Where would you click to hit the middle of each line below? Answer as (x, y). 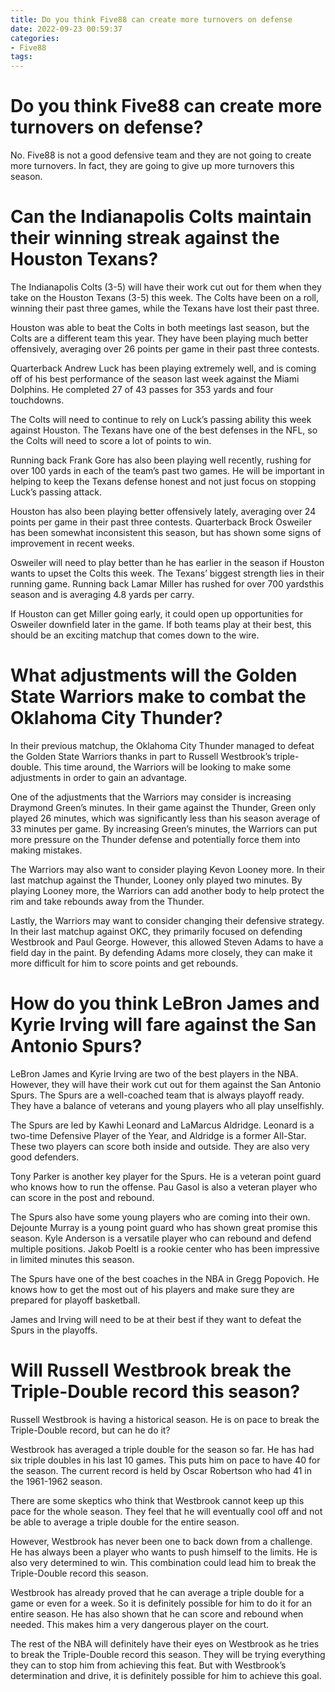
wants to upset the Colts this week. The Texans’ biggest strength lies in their (167, 573)
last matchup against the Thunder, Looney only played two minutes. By (156, 880)
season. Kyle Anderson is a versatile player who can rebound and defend (161, 1238)
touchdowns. (37, 400)
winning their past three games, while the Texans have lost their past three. (165, 308)
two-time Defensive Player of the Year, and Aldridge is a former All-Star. (158, 1135)
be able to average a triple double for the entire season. (125, 1522)
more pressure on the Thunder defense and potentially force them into (155, 839)
